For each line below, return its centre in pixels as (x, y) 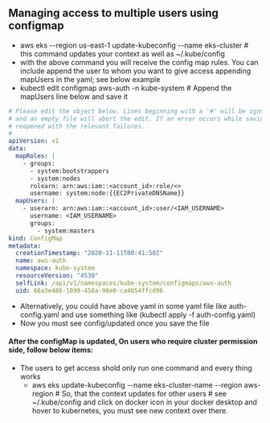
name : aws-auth (41, 261)
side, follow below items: (51, 350)
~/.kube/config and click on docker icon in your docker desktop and (144, 402)
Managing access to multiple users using (114, 13)
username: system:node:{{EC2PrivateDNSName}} (107, 193)
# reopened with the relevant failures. (77, 126)
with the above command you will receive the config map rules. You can (139, 62)
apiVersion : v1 (34, 141)
